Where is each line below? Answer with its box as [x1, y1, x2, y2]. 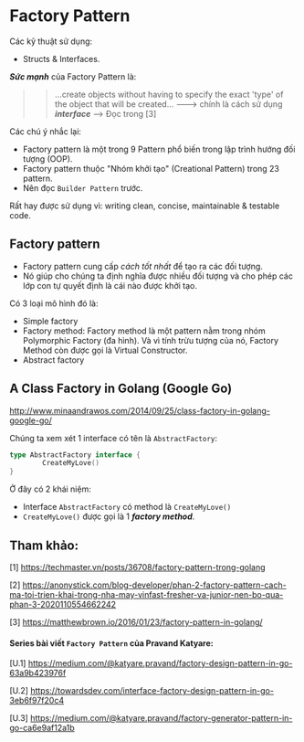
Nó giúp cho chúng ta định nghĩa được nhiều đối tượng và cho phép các [22, 270, 294, 281]
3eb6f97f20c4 [9, 695, 65, 706]
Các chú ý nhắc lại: [9, 125, 82, 137]
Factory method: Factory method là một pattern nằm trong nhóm [22, 325, 267, 336]
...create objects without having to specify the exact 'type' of [54, 89, 284, 100]
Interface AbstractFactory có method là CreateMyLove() [22, 502, 232, 513]
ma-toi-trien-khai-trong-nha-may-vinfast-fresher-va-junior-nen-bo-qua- [9, 589, 284, 599]
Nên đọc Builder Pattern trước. [22, 182, 143, 193]
